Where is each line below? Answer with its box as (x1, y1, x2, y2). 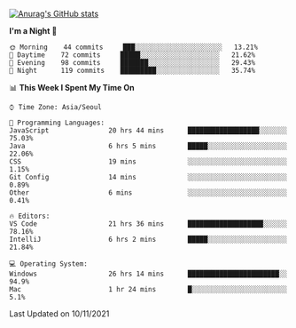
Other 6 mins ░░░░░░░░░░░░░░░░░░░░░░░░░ (9, 188, 288, 197)
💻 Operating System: (9, 260, 89, 268)
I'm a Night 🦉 (9, 26, 58, 36)
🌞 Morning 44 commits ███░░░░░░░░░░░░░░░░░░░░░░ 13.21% (9, 43, 259, 52)
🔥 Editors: (9, 212, 51, 220)
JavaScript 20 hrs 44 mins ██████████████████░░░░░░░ (9, 126, 288, 135)
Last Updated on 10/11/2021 (9, 308, 110, 319)
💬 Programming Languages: (9, 118, 105, 127)
